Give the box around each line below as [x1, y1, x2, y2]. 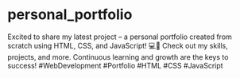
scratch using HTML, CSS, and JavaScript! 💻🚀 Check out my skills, [7, 41, 228, 50]
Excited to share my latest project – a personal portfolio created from [7, 32, 232, 41]
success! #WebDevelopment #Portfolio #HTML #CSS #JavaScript [7, 60, 223, 70]
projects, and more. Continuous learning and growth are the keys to [7, 52, 229, 61]
